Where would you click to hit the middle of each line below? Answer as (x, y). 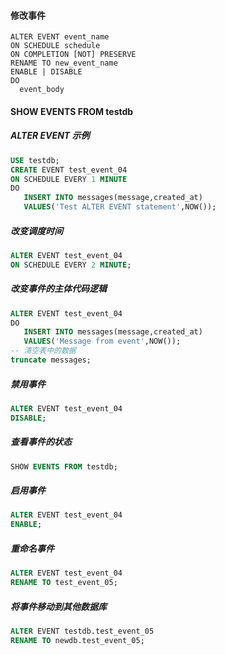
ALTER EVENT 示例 (50, 136)
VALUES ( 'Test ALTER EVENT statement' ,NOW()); (120, 207)
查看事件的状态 (41, 442)
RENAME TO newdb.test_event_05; (77, 640)
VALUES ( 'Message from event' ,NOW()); (102, 341)
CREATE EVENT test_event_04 (69, 170)
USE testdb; (35, 160)
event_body (42, 90)
